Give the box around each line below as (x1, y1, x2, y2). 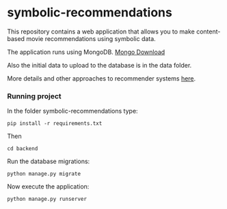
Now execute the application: (7, 182, 90, 191)
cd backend (7, 145, 38, 152)
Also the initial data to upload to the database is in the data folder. (7, 61, 192, 69)
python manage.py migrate (7, 171, 81, 178)
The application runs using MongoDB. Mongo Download (7, 48, 165, 56)
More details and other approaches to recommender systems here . (7, 74, 196, 83)
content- (196, 27, 221, 36)
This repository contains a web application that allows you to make (7, 27, 195, 36)
